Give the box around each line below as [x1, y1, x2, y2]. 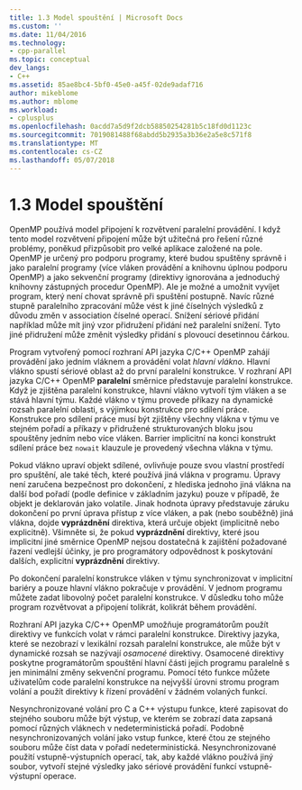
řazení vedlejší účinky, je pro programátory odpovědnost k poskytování [9, 546, 273, 557]
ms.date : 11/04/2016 [9, 30, 87, 39]
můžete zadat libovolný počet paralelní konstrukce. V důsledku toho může [9, 592, 284, 604]
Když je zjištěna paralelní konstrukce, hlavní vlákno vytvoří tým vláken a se [9, 385, 287, 396]
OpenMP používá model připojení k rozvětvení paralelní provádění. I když [9, 224, 281, 235]
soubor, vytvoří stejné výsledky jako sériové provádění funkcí [9, 761, 237, 772]
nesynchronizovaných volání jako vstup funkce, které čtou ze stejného [9, 732, 270, 743]
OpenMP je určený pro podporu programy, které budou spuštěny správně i [9, 253, 287, 264]
